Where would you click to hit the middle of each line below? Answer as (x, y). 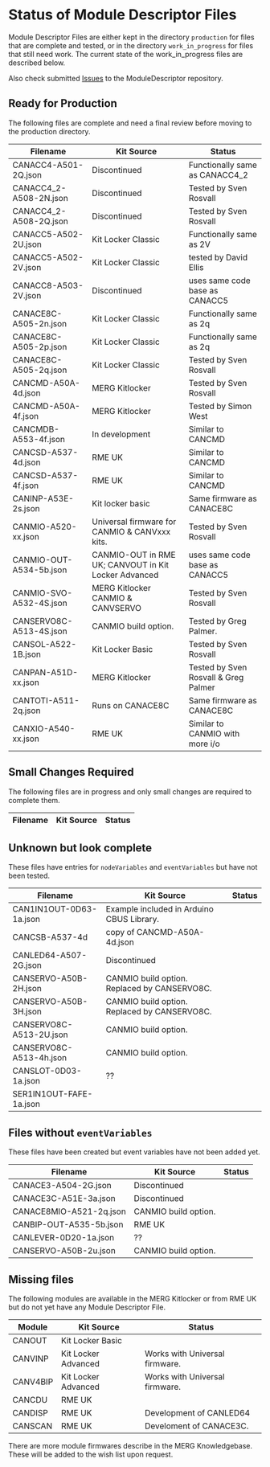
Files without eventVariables (80, 1132)
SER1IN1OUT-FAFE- (53, 1094)
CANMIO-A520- (45, 527)
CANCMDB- (36, 429)
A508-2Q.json (40, 221)
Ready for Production (63, 103)
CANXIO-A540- (44, 728)
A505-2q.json (40, 370)
